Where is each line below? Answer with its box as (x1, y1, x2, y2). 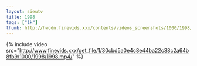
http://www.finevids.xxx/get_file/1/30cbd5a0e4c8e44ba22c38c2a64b (19, 47, 189, 54)
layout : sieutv (6, 8, 43, 15)
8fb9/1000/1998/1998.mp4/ (6, 53, 73, 60)
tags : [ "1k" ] (6, 19, 38, 25)
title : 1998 (6, 14, 35, 20)
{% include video (6, 41, 48, 48)
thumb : (6, 25, 22, 31)
